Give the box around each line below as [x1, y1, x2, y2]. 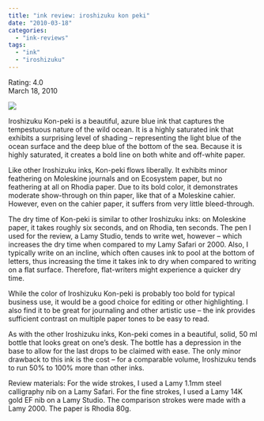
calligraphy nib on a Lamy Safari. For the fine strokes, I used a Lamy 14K [8, 386, 243, 396]
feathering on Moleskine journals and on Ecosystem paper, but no [8, 174, 223, 183]
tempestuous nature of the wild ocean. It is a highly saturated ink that [8, 124, 234, 134]
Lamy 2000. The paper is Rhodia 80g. [8, 404, 132, 413]
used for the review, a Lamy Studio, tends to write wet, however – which [8, 231, 243, 240]
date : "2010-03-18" [8, 19, 73, 27]
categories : [8, 26, 47, 34]
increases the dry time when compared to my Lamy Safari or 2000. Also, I [8, 239, 249, 249]
